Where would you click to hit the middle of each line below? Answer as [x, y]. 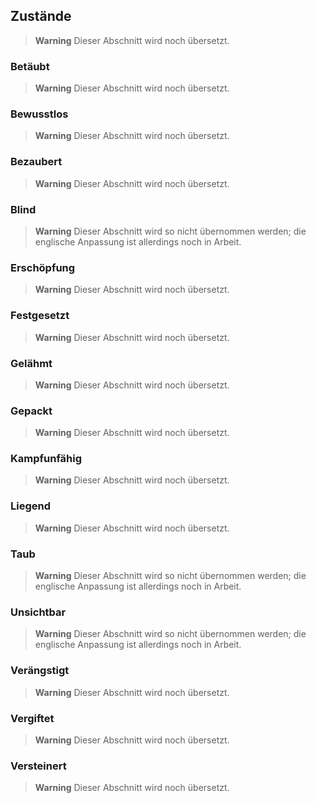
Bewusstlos [39, 114]
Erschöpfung [43, 267]
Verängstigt [40, 671]
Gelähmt [31, 363]
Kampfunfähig [46, 459]
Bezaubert [36, 162]
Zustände [41, 16]
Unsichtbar [38, 612]
